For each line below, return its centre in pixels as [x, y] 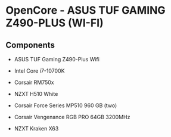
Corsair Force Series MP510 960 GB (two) [66, 105]
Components [30, 45]
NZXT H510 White [36, 94]
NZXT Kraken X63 [36, 128]
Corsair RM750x [34, 82]
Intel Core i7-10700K [39, 71]
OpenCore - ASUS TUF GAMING [85, 10]
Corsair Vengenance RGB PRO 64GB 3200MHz [72, 117]
